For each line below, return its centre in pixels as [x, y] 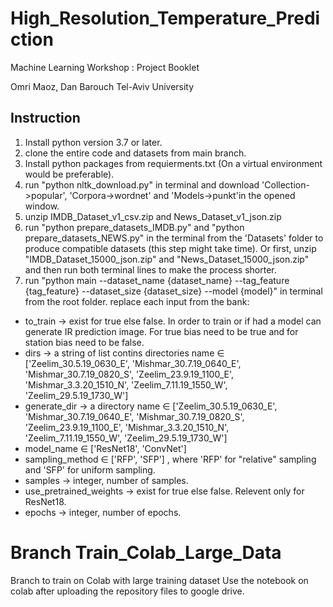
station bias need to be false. [84, 342]
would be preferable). [69, 174]
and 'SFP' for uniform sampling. [90, 469]
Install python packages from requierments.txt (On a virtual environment [173, 163]
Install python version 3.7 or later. [93, 142]
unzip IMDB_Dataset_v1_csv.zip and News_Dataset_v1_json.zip [153, 216]
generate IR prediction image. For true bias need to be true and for [161, 331]
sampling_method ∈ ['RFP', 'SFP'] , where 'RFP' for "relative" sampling [170, 459]
